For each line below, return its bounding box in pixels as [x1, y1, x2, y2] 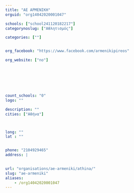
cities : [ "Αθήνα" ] [5, 111, 44, 116]
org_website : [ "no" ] [5, 57, 49, 63]
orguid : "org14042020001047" [5, 12, 66, 17]
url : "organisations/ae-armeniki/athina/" [5, 166, 96, 171]
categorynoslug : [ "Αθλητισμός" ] [5, 26, 73, 31]
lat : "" [5, 134, 24, 139]
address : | [5, 152, 28, 158]
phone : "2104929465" [5, 148, 49, 153]
